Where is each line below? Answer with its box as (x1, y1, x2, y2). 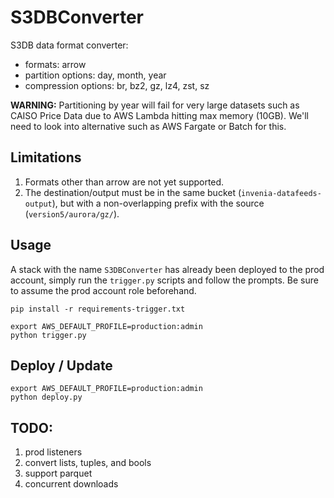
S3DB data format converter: (10, 39, 129, 51)
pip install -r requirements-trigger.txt (10, 304, 186, 314)
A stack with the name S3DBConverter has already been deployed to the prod (10, 263, 325, 275)
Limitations (10, 149, 82, 166)
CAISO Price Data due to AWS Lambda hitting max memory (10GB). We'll (10, 109, 309, 121)
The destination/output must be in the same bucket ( (24, 186, 242, 198)
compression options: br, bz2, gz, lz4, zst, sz (24, 79, 210, 91)
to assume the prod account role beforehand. (10, 284, 197, 296)
